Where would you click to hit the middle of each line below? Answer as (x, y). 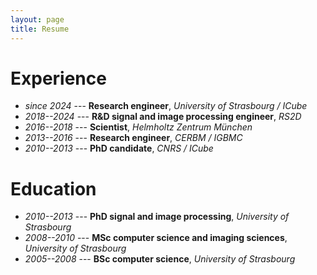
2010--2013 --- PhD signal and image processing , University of (157, 217)
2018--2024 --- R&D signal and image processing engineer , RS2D (163, 117)
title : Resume (40, 29)
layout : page (37, 19)
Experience (58, 78)
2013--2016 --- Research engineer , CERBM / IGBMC (133, 138)
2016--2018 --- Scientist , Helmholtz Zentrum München (138, 127)
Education (53, 188)
